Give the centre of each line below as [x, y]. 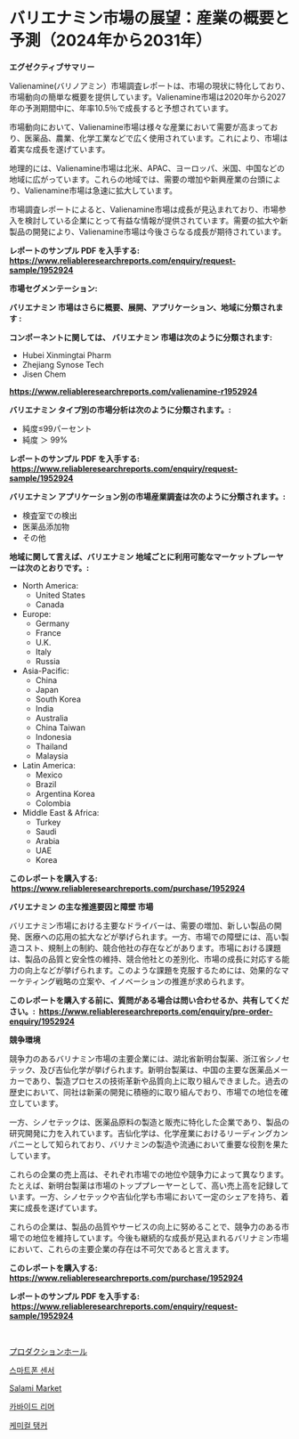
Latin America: [48, 765]
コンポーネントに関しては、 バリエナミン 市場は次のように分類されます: [141, 337]
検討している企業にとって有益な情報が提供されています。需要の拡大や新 [156, 220]
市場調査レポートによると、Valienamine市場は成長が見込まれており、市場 [144, 209]
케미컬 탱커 [28, 1425]
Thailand [52, 746]
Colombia [53, 803]
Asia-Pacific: [45, 671]
